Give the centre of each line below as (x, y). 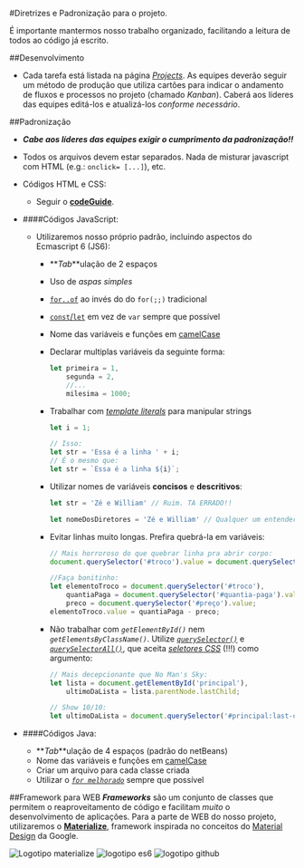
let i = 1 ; (70, 428)
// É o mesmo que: (84, 461)
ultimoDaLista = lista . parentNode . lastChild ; (153, 691)
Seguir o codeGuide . (75, 202)
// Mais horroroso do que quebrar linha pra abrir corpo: (161, 553)
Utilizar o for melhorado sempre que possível (120, 780)
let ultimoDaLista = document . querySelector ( (137, 716)
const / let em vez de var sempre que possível (135, 317)
